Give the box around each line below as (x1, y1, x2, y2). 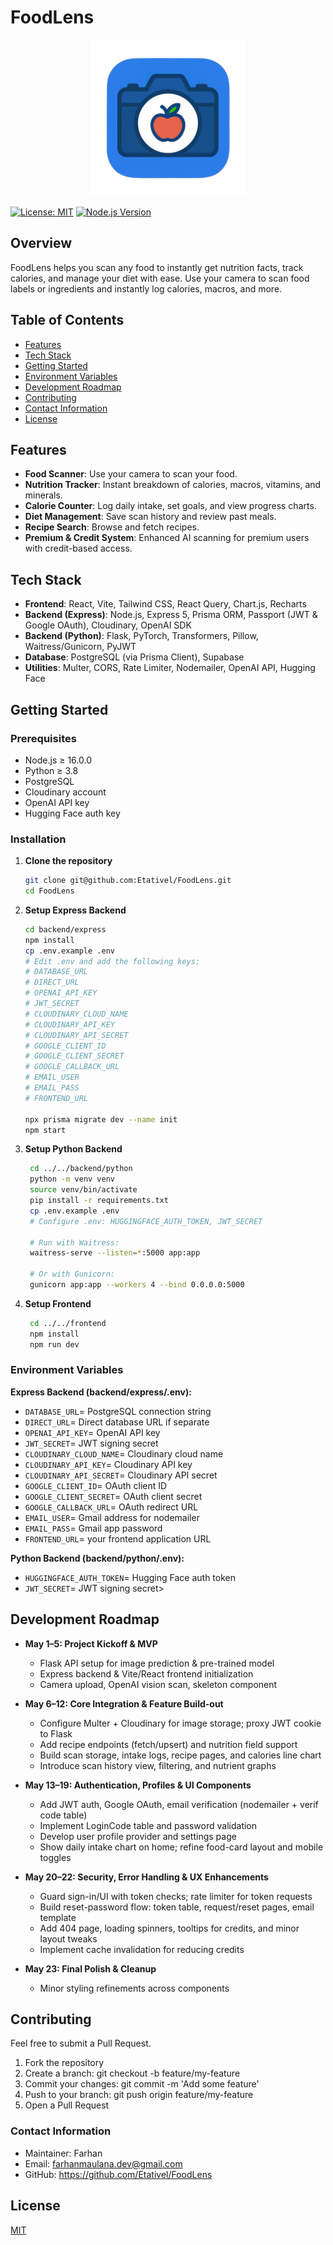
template (39, 1911, 77, 1923)
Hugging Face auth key (24, 807, 121, 819)
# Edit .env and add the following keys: (24, 956, 200, 966)
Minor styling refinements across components (39, 1982, 230, 1994)
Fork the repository (24, 2057, 105, 2069)
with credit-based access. (24, 542, 133, 555)
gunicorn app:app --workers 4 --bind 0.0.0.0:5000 (29, 1280, 245, 1290)
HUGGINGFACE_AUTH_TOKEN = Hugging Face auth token (24, 1571, 236, 1583)
